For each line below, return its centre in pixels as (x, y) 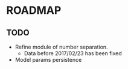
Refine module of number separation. (61, 47)
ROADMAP (34, 10)
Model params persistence (48, 60)
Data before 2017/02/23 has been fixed (73, 53)
